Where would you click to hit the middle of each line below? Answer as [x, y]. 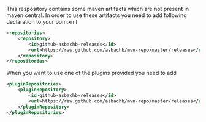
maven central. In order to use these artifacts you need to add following [97, 15]
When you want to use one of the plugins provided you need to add [91, 73]
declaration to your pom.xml [42, 22]
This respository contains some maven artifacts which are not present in [97, 9]
